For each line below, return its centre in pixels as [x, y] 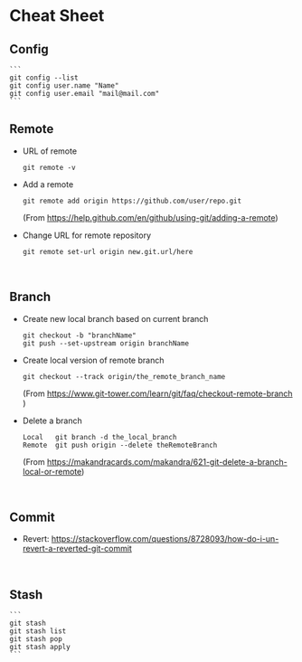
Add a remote [48, 184]
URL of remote [50, 151]
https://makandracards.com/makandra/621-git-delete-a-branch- [167, 461]
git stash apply [40, 648]
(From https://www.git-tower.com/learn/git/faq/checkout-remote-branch [157, 393]
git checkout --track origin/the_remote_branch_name [124, 376]
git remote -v [49, 167]
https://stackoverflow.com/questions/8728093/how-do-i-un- [165, 539]
